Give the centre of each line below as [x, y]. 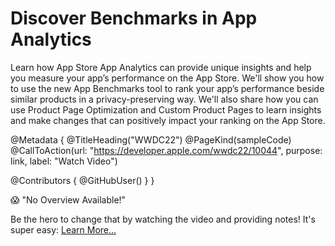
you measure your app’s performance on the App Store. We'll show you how [167, 78]
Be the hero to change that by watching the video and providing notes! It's [163, 219]
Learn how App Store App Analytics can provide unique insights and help [161, 67]
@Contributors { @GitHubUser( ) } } [82, 180]
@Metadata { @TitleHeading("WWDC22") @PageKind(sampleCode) [151, 139]
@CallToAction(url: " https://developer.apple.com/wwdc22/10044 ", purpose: [166, 150]
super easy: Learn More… [63, 229]
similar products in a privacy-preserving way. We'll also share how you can [164, 99]
